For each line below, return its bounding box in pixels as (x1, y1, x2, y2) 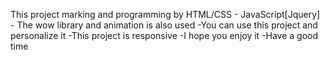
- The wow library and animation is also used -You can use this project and (10, 19, 318, 31)
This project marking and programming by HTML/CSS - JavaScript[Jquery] (10, 9, 321, 20)
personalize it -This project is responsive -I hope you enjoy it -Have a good (10, 30, 319, 41)
